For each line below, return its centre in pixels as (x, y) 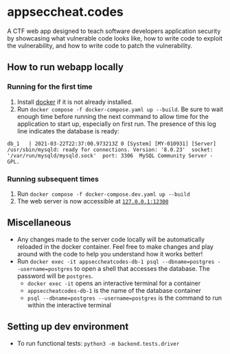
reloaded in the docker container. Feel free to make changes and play (115, 246)
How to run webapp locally (65, 67)
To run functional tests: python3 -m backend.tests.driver (98, 343)
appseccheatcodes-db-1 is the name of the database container (114, 290)
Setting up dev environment (68, 327)
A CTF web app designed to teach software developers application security (114, 31)
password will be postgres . (55, 276)
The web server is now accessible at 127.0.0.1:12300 (93, 201)
